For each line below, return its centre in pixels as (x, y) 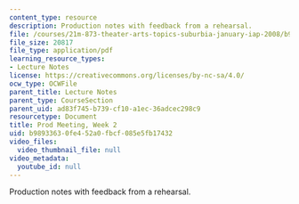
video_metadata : (39, 158)
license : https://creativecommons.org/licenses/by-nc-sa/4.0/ (127, 76)
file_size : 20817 (41, 42)
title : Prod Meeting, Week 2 (63, 126)
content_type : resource (53, 17)
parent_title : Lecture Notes (63, 92)
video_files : (33, 142)
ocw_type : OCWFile (43, 84)
